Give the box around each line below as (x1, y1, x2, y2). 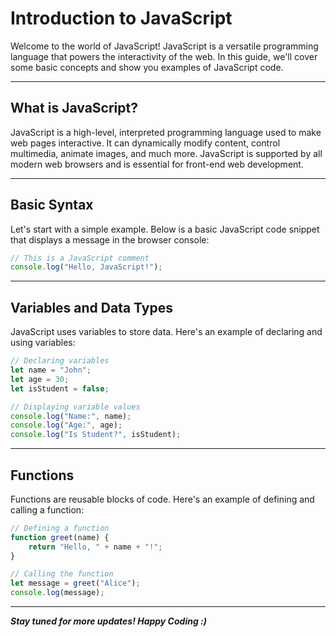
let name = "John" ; (10, 365, 92, 375)
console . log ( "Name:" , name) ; (10, 411, 132, 421)
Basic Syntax (10, 197, 94, 214)
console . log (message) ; (10, 588, 105, 598)
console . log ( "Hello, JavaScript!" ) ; (10, 262, 163, 272)
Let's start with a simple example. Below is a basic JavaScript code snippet (10, 223, 320, 235)
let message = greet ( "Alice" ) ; (10, 578, 141, 589)
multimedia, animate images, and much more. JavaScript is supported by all (10, 147, 323, 159)
